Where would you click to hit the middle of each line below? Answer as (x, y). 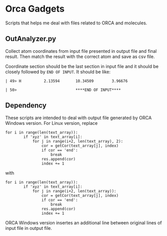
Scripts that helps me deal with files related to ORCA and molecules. (76, 23)
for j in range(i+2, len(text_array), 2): (78, 141)
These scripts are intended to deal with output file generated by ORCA (78, 118)
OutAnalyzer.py (31, 39)
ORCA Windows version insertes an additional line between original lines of (83, 223)
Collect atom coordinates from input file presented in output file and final (81, 51)
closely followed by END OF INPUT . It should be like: (58, 72)
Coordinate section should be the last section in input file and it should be (82, 66)
